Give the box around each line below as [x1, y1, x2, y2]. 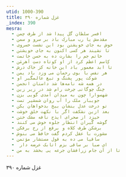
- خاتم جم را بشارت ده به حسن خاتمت [11, 53, 102, 59]
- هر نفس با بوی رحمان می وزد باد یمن [11, 70, 108, 76]
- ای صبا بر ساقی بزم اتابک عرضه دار [11, 141, 108, 148]
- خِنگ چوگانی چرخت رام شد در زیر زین [11, 86, 105, 92]
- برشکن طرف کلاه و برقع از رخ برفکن [11, 125, 102, 131]
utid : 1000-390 [6, 8, 44, 15]
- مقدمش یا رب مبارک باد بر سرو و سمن [11, 36, 108, 42]
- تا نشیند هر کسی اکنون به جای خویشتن [11, 48, 111, 54]
